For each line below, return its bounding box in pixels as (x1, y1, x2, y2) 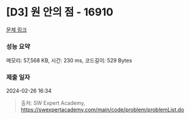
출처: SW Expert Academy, (20, 99, 85, 107)
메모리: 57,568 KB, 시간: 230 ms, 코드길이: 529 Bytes (6, 57, 132, 64)
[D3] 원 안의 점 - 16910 (6, 5, 114, 19)
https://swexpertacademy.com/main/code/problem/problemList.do (20, 106, 185, 113)
